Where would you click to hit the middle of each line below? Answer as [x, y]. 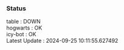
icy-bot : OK [21, 34]
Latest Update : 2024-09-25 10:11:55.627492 [62, 41]
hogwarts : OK [24, 28]
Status [16, 8]
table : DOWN [23, 22]
